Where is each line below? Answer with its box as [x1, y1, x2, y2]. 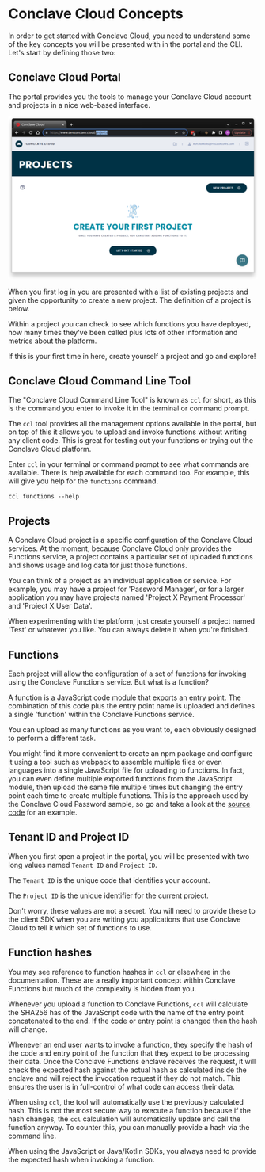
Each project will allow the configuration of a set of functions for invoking [8, 669, 247, 678]
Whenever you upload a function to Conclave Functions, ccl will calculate [8, 999, 248, 1009]
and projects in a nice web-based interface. [8, 100, 150, 109]
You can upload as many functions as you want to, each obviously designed [8, 724, 256, 734]
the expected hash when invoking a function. [8, 1155, 155, 1164]
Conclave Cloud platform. [8, 445, 92, 454]
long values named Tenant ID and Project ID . [8, 860, 158, 869]
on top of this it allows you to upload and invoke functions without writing [8, 427, 247, 437]
